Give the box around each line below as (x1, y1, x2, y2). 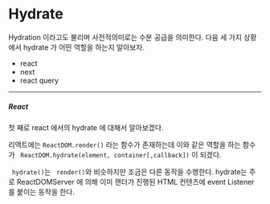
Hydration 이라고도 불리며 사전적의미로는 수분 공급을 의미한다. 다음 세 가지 (8, 32, 243, 42)
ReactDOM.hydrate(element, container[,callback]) (19, 151, 190, 159)
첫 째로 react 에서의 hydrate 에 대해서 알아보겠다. (8, 122, 164, 133)
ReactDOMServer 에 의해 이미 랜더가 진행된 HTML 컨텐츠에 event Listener (16, 177, 255, 186)
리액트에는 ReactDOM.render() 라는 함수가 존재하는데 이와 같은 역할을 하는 (8, 140, 241, 149)
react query (19, 75, 59, 85)
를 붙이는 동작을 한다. (8, 186, 75, 197)
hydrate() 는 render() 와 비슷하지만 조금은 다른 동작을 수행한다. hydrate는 (11, 166, 247, 177)
